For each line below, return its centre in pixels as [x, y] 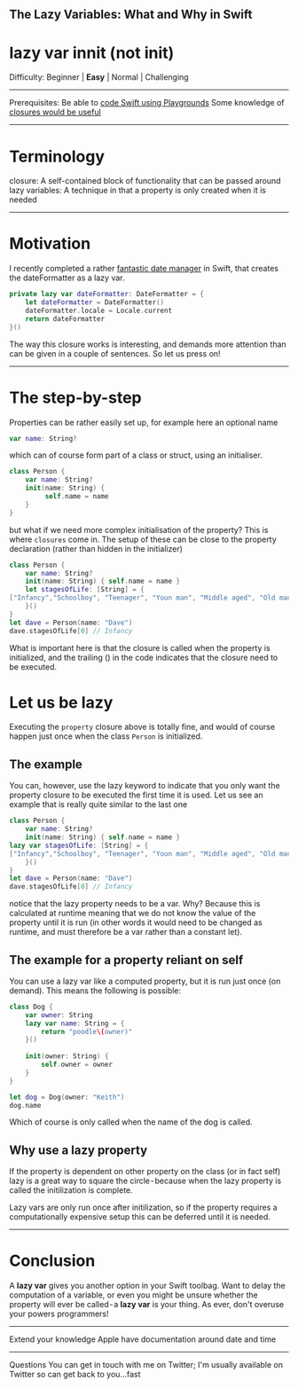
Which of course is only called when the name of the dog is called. [131, 1122]
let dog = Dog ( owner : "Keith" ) [67, 1097]
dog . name [25, 1105]
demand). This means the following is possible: [95, 990]
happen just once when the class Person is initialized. [106, 736]
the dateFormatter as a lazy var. [67, 278]
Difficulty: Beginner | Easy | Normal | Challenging [99, 77]
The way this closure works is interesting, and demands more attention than [148, 344]
